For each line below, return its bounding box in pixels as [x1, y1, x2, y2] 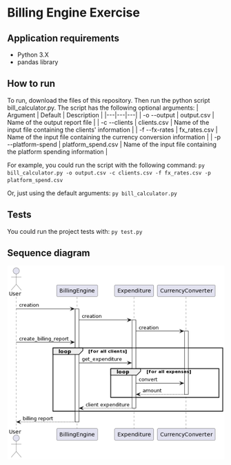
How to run [7, 78, 56, 90]
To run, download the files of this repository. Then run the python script [7, 96, 210, 104]
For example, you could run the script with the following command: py [7, 161, 205, 169]
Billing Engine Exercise [7, 5, 140, 21]
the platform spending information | [7, 147, 108, 156]
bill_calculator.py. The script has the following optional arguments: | [7, 103, 199, 112]
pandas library [17, 58, 59, 66]
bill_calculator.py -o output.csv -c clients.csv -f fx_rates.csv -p [7, 169, 212, 177]
